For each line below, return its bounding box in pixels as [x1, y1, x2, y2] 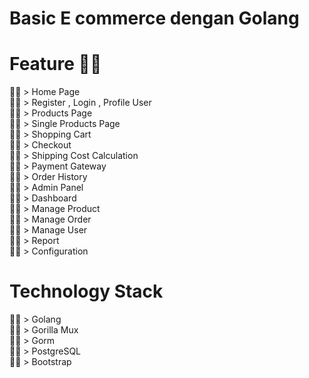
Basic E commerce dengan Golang [9, 7, 300, 30]
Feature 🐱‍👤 [9, 53, 102, 76]
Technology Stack [9, 280, 164, 303]
